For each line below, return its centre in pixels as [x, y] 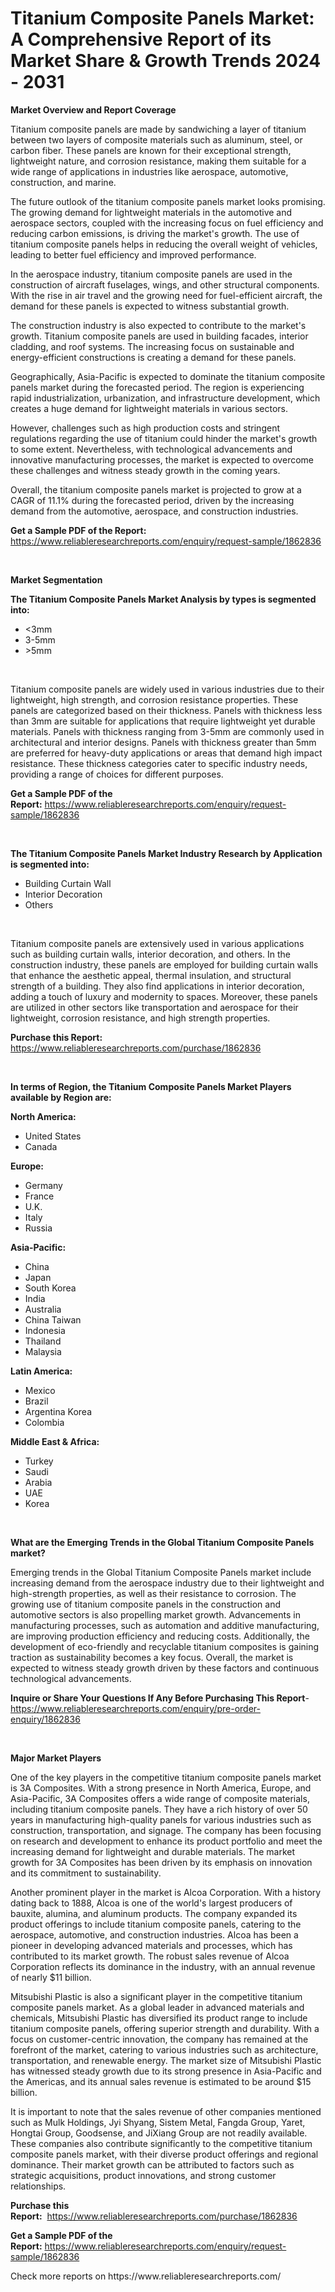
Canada [41, 1146]
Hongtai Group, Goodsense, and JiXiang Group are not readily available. [159, 2133]
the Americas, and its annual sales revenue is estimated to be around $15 [161, 2081]
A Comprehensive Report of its [141, 39]
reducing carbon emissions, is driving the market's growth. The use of [155, 233]
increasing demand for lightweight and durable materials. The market [152, 1851]
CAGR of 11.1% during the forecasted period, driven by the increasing [152, 500]
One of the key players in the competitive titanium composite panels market [166, 1777]
